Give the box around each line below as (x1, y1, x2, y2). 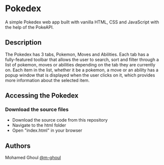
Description (5, 39, 42, 47)
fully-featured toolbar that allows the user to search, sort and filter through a (5, 57, 159, 62)
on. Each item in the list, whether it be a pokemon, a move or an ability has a (5, 67, 159, 73)
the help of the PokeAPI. (5, 24, 54, 30)
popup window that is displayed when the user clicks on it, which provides (5, 72, 155, 78)
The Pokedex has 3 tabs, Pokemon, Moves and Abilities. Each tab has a (5, 51, 149, 57)
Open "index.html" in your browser (12, 127, 82, 133)
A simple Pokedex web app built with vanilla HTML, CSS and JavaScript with (5, 19, 159, 25)
